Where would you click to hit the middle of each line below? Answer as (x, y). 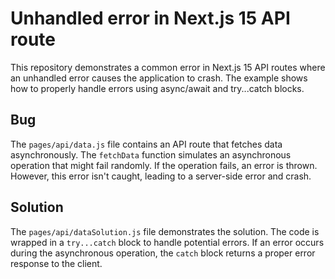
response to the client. (56, 263)
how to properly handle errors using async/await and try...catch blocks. (157, 88)
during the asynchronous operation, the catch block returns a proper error (163, 253)
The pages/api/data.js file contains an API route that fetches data (146, 144)
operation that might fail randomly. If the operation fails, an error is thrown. (164, 165)
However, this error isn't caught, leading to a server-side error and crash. (161, 176)
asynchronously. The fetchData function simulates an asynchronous (151, 154)
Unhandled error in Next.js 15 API (150, 18)
